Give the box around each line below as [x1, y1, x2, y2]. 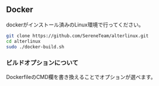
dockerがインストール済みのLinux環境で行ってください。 [6, 21, 144, 28]
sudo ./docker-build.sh [6, 44, 65, 49]
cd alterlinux [6, 38, 41, 44]
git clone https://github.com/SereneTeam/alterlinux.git [6, 32, 149, 39]
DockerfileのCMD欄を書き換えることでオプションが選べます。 [6, 73, 156, 80]
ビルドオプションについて [6, 59, 78, 67]
